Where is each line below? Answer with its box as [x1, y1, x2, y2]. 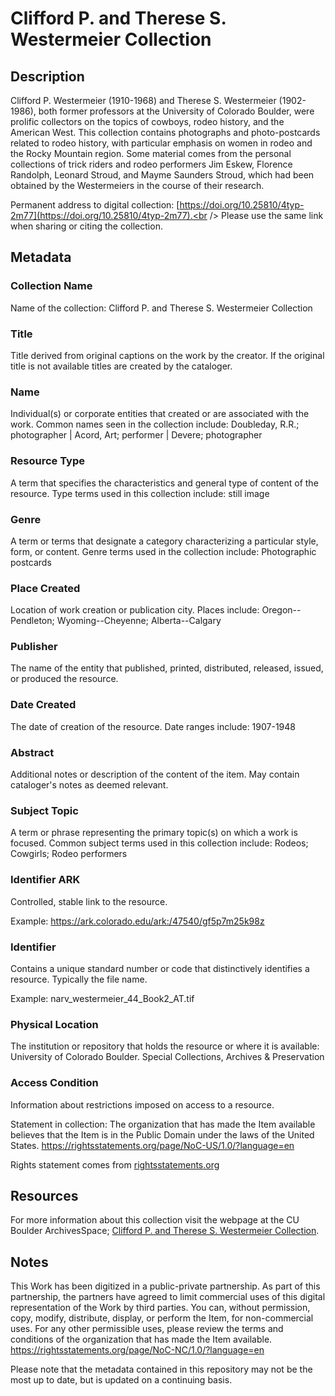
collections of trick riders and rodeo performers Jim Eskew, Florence [10, 158, 293, 170]
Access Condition [10, 1076, 99, 1090]
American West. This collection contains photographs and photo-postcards [10, 127, 321, 138]
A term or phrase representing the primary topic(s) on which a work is [10, 827, 298, 839]
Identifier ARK [10, 873, 81, 887]
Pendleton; [10, 615, 55, 627]
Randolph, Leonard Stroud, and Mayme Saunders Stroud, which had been [10, 169, 315, 181]
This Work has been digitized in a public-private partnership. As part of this [10, 1280, 321, 1292]
